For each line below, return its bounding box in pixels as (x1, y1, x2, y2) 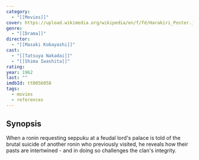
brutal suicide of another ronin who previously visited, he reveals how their (6, 140, 188, 148)
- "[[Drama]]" (11, 31, 46, 37)
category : (6, 8, 31, 15)
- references (11, 97, 44, 103)
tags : (6, 86, 20, 92)
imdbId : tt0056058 (6, 81, 52, 87)
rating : (6, 63, 25, 70)
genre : (6, 25, 23, 31)
